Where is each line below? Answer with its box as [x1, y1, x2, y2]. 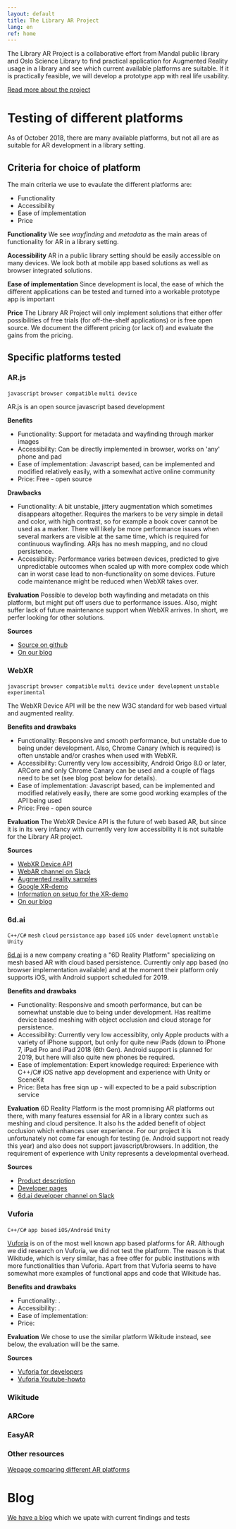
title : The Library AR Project [7, 17, 99, 24]
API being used [17, 796, 62, 804]
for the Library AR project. [7, 832, 83, 840]
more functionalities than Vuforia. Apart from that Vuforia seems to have [7, 1261, 217, 1270]
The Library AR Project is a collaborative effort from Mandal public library [7, 49, 220, 58]
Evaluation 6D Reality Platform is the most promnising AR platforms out [7, 1104, 215, 1113]
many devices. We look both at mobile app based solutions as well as [7, 259, 209, 267]
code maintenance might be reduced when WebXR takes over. [17, 576, 199, 586]
